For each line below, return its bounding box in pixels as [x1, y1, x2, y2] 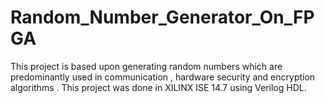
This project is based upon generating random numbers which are [10, 60, 283, 72]
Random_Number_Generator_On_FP [10, 6, 315, 29]
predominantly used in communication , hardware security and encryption [10, 71, 316, 83]
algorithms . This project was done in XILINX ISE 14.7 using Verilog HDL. [10, 81, 307, 93]
